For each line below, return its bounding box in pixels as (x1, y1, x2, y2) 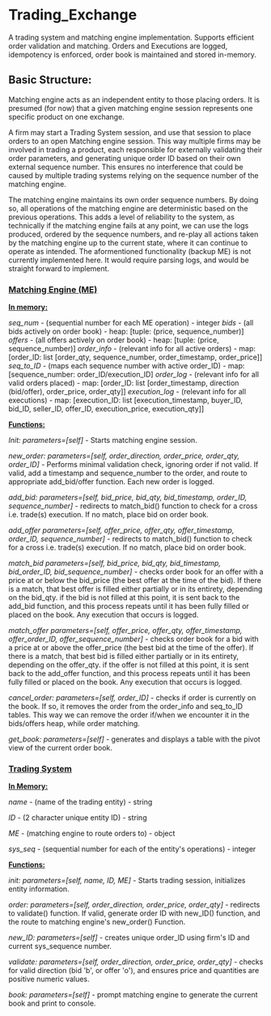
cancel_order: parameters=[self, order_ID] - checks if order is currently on (8, 693, 256, 703)
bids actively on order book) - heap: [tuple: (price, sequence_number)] (8, 326, 244, 337)
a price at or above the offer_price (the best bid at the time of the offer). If (8, 643, 254, 653)
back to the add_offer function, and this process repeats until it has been (8, 669, 251, 678)
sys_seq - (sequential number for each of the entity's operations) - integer (8, 844, 256, 854)
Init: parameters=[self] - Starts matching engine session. (8, 436, 198, 445)
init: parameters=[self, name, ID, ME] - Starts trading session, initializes (8, 876, 246, 886)
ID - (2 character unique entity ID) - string (8, 813, 147, 823)
